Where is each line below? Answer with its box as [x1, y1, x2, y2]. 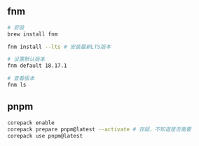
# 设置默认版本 [7, 56, 46, 63]
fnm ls [7, 82, 27, 89]
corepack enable [7, 119, 55, 126]
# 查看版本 [7, 75, 35, 82]
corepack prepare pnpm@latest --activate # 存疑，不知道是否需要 [7, 126, 191, 133]
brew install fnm [7, 31, 58, 38]
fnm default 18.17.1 [7, 62, 68, 69]
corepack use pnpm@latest [7, 132, 83, 139]
